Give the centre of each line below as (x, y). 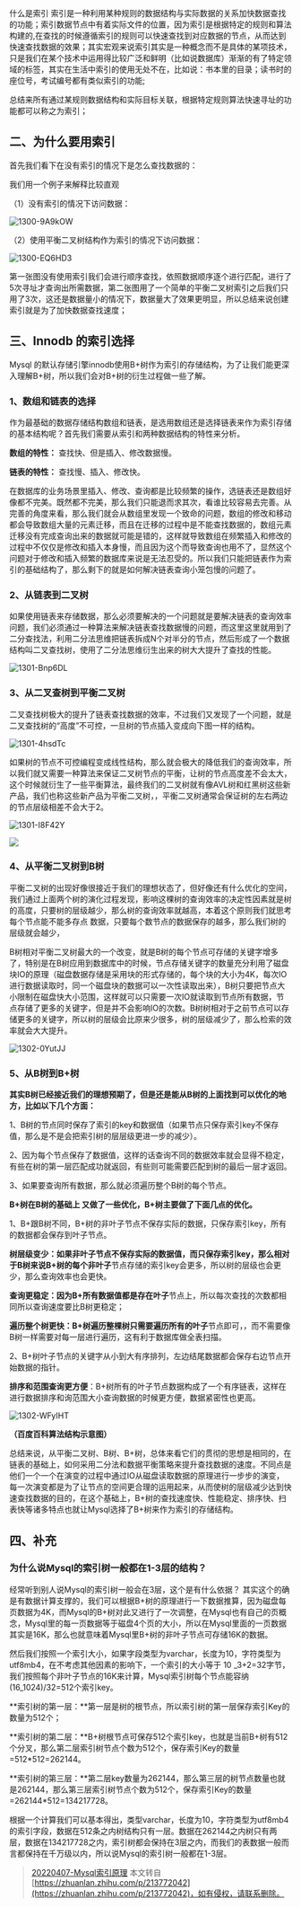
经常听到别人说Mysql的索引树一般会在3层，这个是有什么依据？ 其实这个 (142, 1589)
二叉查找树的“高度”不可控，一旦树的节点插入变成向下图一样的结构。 (134, 725)
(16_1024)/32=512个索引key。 (64, 1687)
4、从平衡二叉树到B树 (57, 867)
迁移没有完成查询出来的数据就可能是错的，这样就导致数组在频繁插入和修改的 (150, 535)
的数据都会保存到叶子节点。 (60, 1235)
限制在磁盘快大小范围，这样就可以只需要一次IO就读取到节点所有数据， (146, 996)
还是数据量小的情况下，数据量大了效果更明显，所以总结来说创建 (171, 298)
